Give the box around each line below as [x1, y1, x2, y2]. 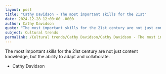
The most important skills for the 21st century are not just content [5, 48, 138, 54]
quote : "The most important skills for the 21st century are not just [5, 26, 154, 31]
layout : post [5, 7, 32, 12]
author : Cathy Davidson [5, 21, 54, 26]
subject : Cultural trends [5, 30, 58, 35]
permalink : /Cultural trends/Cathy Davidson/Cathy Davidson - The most [5, 35, 156, 40]
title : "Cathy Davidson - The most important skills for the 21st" [5, 12, 147, 17]
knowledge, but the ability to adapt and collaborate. [5, 53, 110, 59]
